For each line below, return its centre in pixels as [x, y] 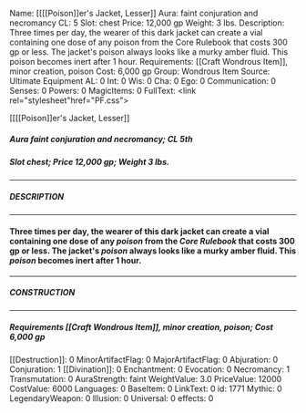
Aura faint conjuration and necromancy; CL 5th [101, 139]
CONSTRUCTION [42, 293]
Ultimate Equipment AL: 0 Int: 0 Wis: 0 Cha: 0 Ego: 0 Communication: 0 [143, 81]
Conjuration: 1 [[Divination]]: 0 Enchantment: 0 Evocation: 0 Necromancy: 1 [149, 369]
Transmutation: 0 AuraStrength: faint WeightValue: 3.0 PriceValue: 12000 [146, 379]
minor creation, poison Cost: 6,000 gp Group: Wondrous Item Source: [140, 71]
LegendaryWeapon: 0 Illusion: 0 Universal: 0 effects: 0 [112, 398]
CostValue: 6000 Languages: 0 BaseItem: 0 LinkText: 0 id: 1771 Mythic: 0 [146, 389]
